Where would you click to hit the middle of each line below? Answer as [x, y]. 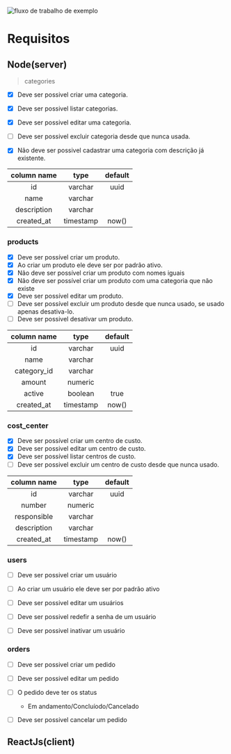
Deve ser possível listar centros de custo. [77, 456]
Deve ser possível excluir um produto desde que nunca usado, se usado [121, 303]
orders [19, 649]
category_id [34, 371]
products [23, 242]
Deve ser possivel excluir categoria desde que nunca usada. [104, 136]
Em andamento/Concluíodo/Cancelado [83, 706]
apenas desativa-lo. [46, 311]
